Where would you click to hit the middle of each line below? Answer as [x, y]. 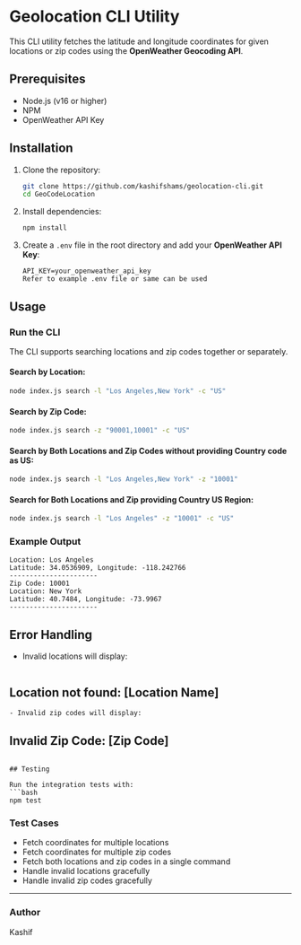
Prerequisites [47, 79]
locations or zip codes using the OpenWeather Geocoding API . [126, 50]
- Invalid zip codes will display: [76, 713]
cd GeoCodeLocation [59, 195]
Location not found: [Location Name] [114, 692]
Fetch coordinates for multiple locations [95, 843]
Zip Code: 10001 [39, 584]
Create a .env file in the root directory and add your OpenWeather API [152, 245]
